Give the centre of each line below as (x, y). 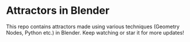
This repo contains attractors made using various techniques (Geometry (93, 26)
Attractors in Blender (58, 11)
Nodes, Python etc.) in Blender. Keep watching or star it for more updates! (95, 32)
